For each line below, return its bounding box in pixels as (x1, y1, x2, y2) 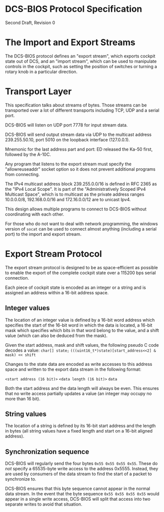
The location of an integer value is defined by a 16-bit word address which (5, 317, 155, 323)
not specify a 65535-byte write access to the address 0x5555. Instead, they (5, 466, 158, 472)
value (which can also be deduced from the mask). (5, 333, 108, 338)
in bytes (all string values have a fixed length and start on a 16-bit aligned (5, 428, 153, 434)
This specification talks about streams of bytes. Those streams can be (5, 102, 147, 108)
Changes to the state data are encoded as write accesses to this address (5, 361, 153, 367)
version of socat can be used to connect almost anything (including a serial (5, 226, 157, 231)
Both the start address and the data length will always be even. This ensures (5, 385, 159, 391)
